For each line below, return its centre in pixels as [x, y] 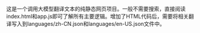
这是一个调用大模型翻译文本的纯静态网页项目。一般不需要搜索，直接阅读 [96, 9]
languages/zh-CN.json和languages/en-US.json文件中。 [96, 24]
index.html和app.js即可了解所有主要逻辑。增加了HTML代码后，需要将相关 [98, 16]
